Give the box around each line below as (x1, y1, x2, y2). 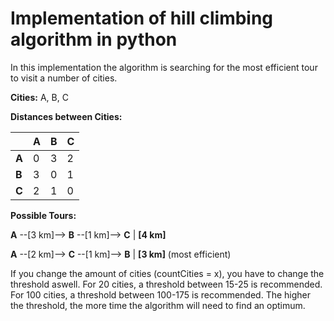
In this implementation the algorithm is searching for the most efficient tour (10, 61, 318, 73)
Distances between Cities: (10, 110, 123, 122)
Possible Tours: (10, 209, 77, 221)
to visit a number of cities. (10, 72, 118, 84)
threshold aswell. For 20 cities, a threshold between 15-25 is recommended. (10, 278, 323, 290)
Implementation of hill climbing (10, 7, 274, 30)
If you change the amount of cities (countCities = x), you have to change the (10, 267, 325, 279)
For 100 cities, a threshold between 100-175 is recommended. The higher (10, 288, 312, 301)
